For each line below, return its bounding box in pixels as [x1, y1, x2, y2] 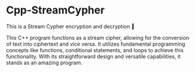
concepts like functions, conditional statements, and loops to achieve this [6, 46, 184, 53]
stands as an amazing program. [6, 59, 83, 66]
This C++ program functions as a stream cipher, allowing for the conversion [6, 34, 190, 41]
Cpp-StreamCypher [6, 4, 105, 17]
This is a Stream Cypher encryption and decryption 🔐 [6, 23, 135, 30]
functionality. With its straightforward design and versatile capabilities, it [6, 53, 181, 60]
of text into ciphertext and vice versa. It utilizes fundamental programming [6, 40, 186, 47]
